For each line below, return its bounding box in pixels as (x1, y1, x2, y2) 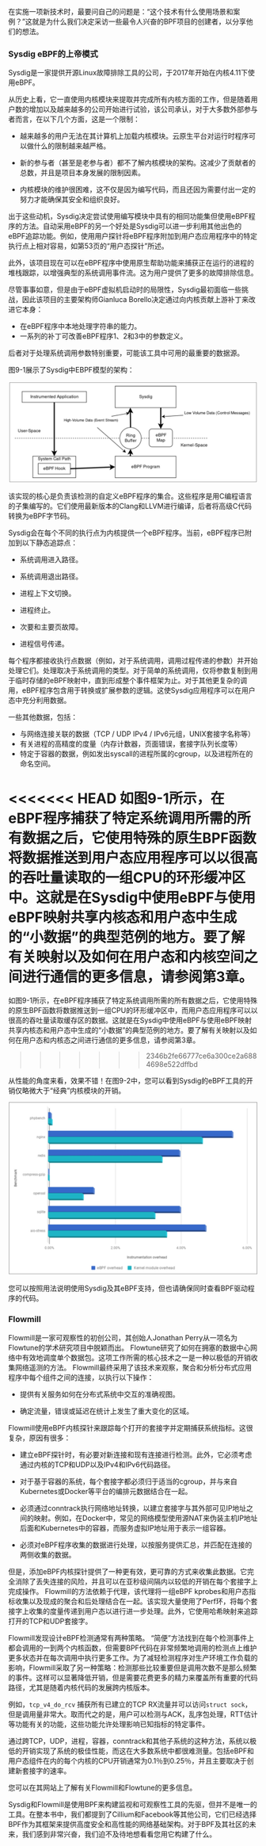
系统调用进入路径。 (19, 555, 83, 564)
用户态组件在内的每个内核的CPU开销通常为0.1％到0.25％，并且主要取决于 (8, 1756, 247, 1765)
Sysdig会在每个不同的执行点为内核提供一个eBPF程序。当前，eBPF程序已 (8, 528, 245, 537)
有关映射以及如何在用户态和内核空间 (8, 948, 245, 966)
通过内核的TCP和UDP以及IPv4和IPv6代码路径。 (19, 1459, 175, 1469)
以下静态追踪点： (21, 538, 78, 548)
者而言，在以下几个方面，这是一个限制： (8, 114, 140, 124)
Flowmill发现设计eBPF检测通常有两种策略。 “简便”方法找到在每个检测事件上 (8, 1633, 255, 1642)
